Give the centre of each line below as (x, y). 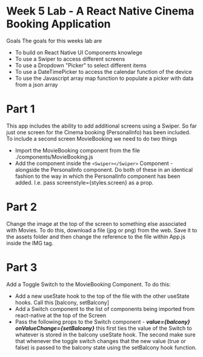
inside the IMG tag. (30, 243)
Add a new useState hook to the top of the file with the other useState (102, 296)
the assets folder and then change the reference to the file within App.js (96, 237)
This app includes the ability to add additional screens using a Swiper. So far (101, 126)
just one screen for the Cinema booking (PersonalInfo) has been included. (98, 132)
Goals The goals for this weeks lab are (54, 41)
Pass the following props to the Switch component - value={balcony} (103, 321)
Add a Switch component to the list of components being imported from (105, 309)
